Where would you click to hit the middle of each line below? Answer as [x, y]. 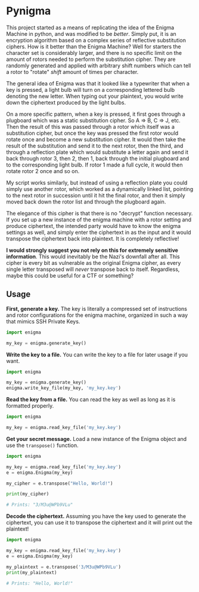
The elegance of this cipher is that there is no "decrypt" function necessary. [99, 213]
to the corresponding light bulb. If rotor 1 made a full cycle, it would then [94, 165]
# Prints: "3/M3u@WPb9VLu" [40, 505]
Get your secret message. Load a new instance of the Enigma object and [97, 439]
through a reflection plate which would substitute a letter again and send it [97, 152]
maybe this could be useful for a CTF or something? [70, 275]
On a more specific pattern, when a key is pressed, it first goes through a [96, 114]
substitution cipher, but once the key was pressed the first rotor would [92, 133]
